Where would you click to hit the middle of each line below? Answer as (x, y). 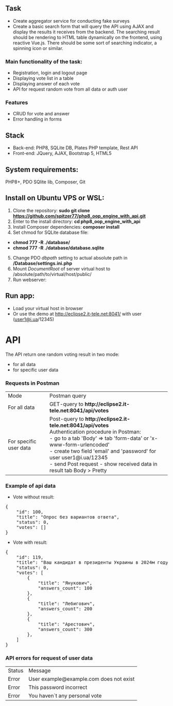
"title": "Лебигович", (66, 604)
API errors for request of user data (49, 658)
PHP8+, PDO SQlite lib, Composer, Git (46, 182)
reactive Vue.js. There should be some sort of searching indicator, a (85, 43)
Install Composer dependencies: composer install (66, 227)
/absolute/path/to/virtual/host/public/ (52, 274)
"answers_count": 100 (65, 588)
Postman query (68, 395)
